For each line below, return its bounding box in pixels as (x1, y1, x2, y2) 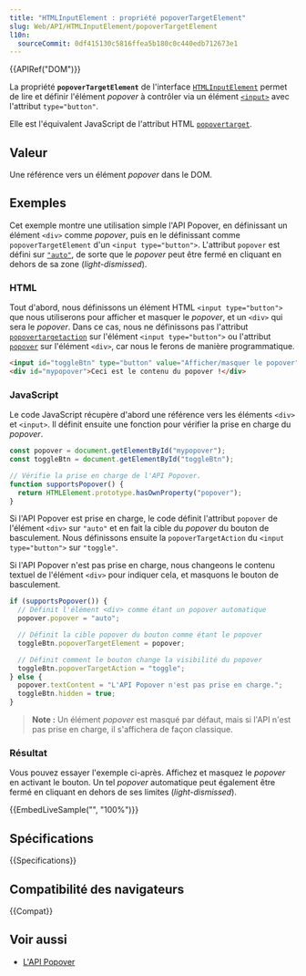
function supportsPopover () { (9, 480, 125, 489)
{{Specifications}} (9, 855, 77, 867)
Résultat (9, 747, 47, 760)
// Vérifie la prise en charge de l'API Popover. (9, 471, 202, 480)
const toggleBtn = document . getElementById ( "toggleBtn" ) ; (9, 455, 234, 464)
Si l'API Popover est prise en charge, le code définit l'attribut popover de (9, 513, 278, 524)
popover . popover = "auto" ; (17, 614, 120, 623)
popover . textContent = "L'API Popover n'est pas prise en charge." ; (17, 680, 283, 690)
